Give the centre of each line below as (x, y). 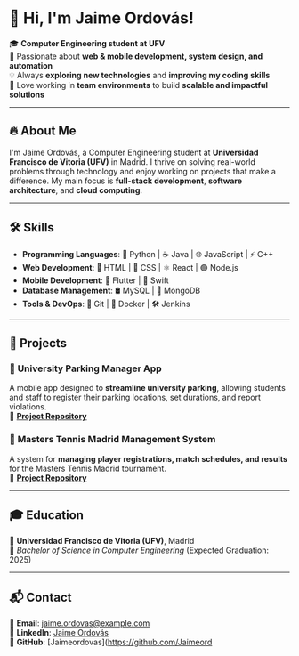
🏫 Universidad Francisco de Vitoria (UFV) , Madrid (102, 541)
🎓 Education (47, 515)
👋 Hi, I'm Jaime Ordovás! (101, 18)
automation (31, 65)
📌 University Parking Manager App (85, 368)
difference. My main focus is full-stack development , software (126, 181)
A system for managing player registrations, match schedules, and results (148, 458)
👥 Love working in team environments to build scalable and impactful (139, 85)
